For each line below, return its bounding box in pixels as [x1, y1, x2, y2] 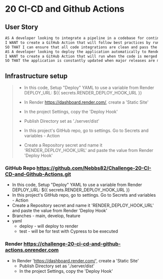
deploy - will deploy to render [19, 223, 79, 229]
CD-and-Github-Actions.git [5, 170, 71, 177]
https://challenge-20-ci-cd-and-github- [23, 241, 121, 247]
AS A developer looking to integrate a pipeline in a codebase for [5, 36, 145, 40]
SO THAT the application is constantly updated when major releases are [5, 58, 155, 63]
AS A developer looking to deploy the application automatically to [5, 49, 147, 54]
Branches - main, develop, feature [12, 213, 81, 219]
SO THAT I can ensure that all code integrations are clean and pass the [5, 45, 158, 50]
